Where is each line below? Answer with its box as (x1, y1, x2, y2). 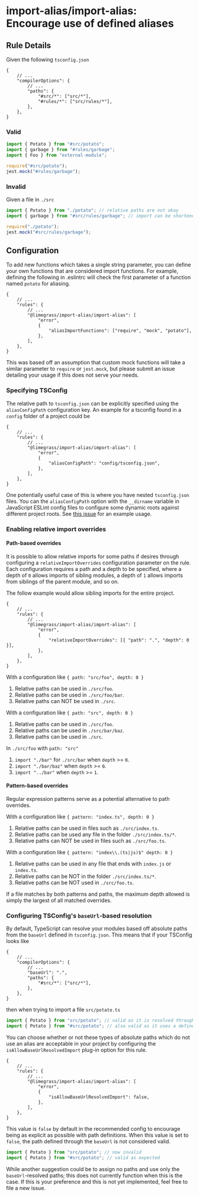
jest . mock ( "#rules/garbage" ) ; (6, 168, 81, 174)
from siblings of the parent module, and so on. (6, 578, 120, 585)
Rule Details (6, 40, 52, 50)
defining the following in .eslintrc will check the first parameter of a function (6, 274, 191, 281)
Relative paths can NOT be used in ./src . (14, 697, 115, 704)
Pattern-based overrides (6, 782, 68, 789)
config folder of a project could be (6, 412, 91, 419)
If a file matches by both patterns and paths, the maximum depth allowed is (6, 890, 190, 897)
